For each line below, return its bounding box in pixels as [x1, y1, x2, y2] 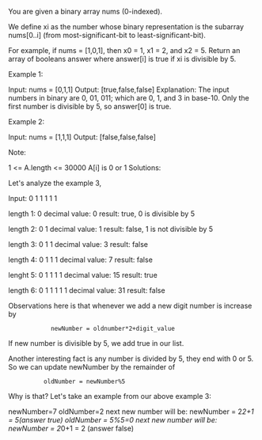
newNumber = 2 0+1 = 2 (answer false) [8, 423, 135, 433]
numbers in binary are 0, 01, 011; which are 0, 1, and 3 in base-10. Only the [8, 93, 249, 102]
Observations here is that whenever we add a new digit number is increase [8, 301, 253, 310]
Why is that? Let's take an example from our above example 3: [8, 392, 211, 400]
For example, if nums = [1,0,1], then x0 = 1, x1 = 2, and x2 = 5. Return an [8, 46, 241, 55]
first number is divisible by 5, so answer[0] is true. [8, 102, 172, 111]
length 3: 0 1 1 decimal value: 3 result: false [8, 240, 149, 248]
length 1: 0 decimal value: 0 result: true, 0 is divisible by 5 [8, 209, 196, 218]
